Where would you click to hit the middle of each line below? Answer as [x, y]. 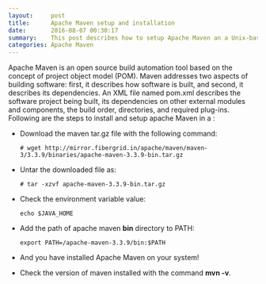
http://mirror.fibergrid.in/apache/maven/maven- [126, 148]
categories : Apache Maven [51, 45]
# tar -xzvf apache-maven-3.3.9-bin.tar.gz [93, 184]
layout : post [37, 15]
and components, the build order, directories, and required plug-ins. [119, 110]
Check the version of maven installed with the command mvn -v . [125, 273]
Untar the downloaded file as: [68, 170]
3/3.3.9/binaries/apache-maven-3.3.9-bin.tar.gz [101, 155]
